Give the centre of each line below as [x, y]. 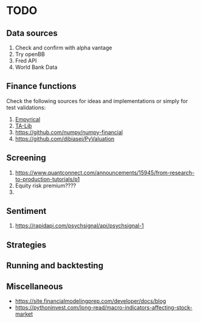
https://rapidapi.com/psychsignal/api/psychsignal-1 [80, 225]
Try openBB [30, 54]
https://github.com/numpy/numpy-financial [69, 132]
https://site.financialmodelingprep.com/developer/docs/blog [90, 301]
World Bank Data [36, 67]
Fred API [26, 61]
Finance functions [42, 86]
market [24, 314]
